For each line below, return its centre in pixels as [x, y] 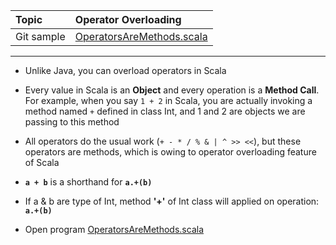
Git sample [40, 36]
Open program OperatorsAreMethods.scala [114, 229]
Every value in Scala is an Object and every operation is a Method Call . [172, 90]
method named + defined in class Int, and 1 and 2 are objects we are [165, 111]
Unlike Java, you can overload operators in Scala [125, 70]
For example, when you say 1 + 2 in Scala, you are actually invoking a [168, 100]
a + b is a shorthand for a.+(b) [88, 182]
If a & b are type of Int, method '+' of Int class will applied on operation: [172, 201]
